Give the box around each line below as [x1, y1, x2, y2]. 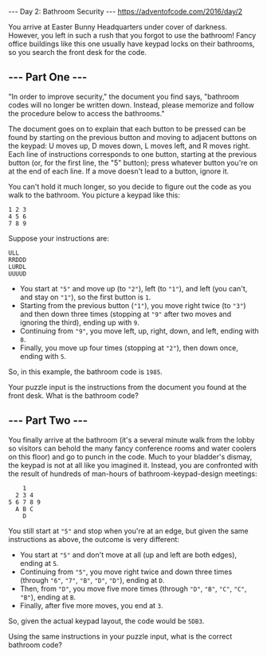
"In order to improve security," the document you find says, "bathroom [8, 92, 240, 101]
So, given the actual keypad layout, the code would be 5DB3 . [8, 616, 205, 626]
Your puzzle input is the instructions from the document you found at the [8, 382, 247, 392]
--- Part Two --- [8, 414, 88, 428]
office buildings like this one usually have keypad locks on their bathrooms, [8, 39, 255, 49]
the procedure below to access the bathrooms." [8, 108, 165, 118]
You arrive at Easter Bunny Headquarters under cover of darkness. [8, 22, 227, 31]
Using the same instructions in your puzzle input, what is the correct [8, 631, 233, 641]
